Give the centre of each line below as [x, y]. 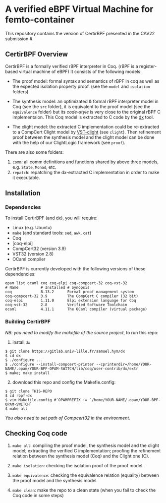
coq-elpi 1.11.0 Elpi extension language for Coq [71, 301]
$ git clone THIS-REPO [28, 391]
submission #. [19, 39]
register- [148, 66]
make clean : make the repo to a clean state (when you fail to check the [84, 490]
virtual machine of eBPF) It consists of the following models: [81, 71]
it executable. [26, 178]
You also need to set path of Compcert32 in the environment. [68, 418]
